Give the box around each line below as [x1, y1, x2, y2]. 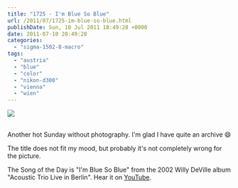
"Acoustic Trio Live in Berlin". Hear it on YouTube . [7, 173, 151, 182]
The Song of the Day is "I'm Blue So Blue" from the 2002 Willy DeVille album [7, 165, 231, 174]
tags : [7, 51, 23, 58]
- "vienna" [13, 83, 46, 90]
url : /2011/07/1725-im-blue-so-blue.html [7, 17, 132, 24]
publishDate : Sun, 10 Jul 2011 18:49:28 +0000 [7, 23, 148, 31]
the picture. [7, 152, 41, 160]
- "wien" [13, 90, 40, 97]
